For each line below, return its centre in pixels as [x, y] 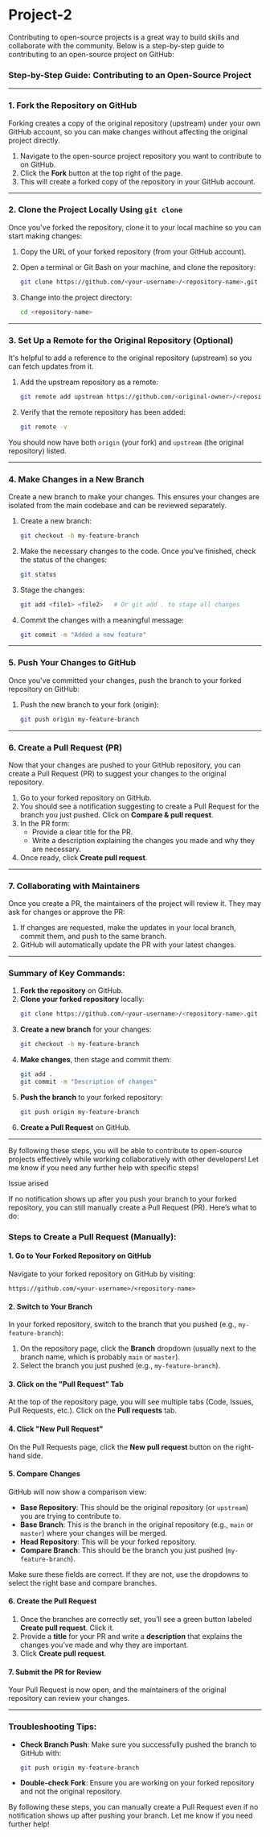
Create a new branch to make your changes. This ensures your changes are [134, 496]
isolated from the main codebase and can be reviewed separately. [118, 505]
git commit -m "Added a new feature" [83, 635]
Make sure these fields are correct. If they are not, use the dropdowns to [129, 1574]
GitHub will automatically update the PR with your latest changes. [128, 945]
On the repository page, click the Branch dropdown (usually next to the [138, 1349]
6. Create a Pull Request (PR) [65, 747]
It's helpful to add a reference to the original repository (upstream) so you [130, 358]
